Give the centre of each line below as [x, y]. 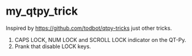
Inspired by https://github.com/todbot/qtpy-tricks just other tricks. [89, 28]
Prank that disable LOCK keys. [53, 46]
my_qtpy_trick [42, 11]
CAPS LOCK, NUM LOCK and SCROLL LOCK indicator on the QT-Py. [100, 40]
